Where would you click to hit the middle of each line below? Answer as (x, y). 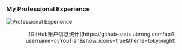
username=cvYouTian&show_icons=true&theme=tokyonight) (101, 41)
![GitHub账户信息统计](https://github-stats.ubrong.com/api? (101, 34)
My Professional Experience (48, 9)
